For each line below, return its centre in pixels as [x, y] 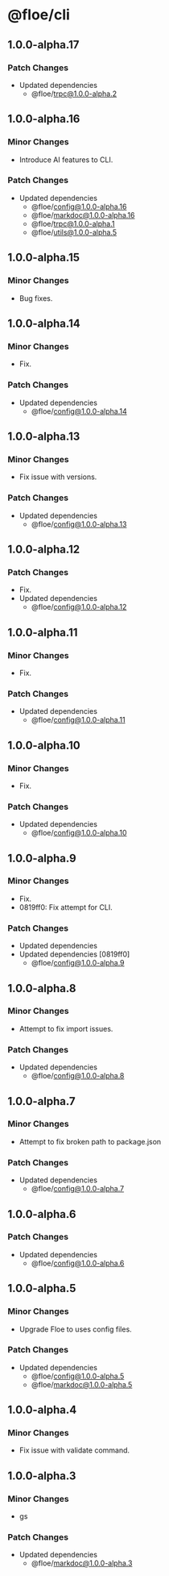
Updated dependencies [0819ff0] [74, 954]
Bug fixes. [36, 298]
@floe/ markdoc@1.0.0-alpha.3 [82, 1563]
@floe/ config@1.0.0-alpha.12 [79, 607]
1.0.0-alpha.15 [44, 258]
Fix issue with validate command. [74, 1450]
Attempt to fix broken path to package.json [90, 1141]
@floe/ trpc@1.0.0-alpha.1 [73, 223]
